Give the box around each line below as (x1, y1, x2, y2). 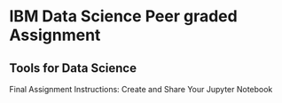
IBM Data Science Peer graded (9, 6, 238, 27)
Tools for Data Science (9, 60, 137, 75)
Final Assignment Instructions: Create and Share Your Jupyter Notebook (9, 84, 273, 94)
